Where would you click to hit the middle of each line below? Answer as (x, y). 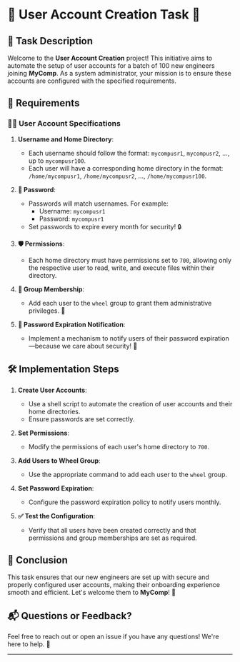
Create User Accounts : (52, 390)
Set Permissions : (44, 433)
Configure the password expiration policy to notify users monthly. (125, 502)
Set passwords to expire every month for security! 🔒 (105, 226)
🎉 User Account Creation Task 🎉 (104, 15)
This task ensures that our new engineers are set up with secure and (108, 577)
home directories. (54, 411)
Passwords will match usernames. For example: (99, 204)
